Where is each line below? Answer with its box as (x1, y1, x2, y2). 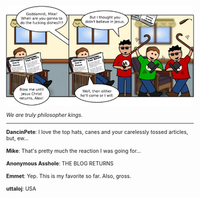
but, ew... (6, 135, 29, 142)
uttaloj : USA (6, 185, 37, 192)
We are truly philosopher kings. (6, 111, 83, 119)
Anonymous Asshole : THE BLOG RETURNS (6, 160, 114, 167)
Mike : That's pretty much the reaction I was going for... (6, 148, 141, 155)
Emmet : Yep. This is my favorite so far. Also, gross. (6, 173, 132, 180)
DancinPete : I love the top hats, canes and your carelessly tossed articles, (6, 129, 189, 136)
